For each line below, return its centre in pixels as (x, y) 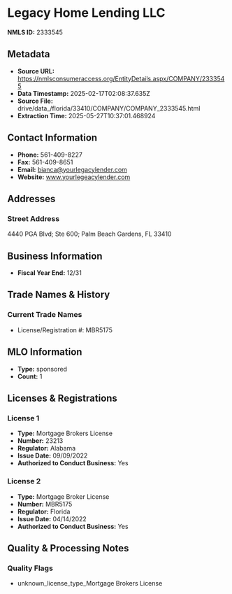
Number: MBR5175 (45, 504)
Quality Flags (30, 568)
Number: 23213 (40, 441)
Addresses (31, 198)
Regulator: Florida (44, 511)
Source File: (35, 101)
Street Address (34, 218)
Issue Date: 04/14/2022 (52, 518)
